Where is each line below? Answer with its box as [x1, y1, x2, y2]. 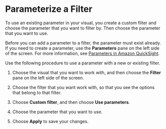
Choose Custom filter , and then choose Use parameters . [12, 99, 130, 105]
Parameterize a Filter [5, 3, 93, 15]
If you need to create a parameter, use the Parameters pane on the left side [5, 45, 160, 51]
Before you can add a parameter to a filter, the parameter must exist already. [5, 40, 161, 45]
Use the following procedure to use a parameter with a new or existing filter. [5, 60, 160, 66]
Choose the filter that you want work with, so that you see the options [12, 84, 155, 90]
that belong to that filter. [12, 89, 62, 95]
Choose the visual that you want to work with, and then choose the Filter [12, 69, 161, 75]
